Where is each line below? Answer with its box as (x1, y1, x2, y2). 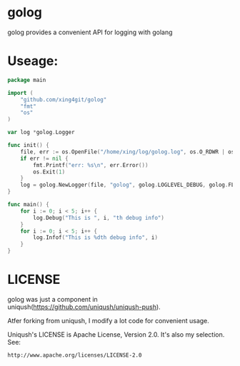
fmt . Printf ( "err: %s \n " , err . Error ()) (33, 161, 149, 168)
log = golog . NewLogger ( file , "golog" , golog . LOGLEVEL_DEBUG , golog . (20, 181, 229, 189)
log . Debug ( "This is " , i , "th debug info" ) (33, 214, 164, 221)
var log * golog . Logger (7, 129, 75, 136)
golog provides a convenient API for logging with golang (7, 28, 173, 36)
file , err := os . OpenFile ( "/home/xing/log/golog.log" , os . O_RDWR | (20, 148, 225, 156)
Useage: (7, 53, 59, 69)
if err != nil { (20, 155, 69, 162)
